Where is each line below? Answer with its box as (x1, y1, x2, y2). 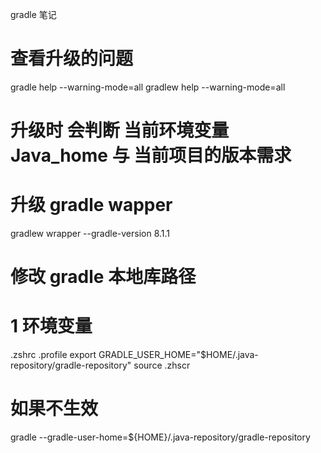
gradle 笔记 (10, 9, 57, 20)
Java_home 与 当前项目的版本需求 (10, 144, 292, 167)
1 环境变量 (10, 315, 93, 338)
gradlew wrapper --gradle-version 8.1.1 (10, 228, 171, 240)
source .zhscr (133, 359, 191, 372)
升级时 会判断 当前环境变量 (10, 119, 230, 142)
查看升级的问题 (10, 48, 134, 70)
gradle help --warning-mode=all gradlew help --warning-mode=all (10, 81, 286, 93)
